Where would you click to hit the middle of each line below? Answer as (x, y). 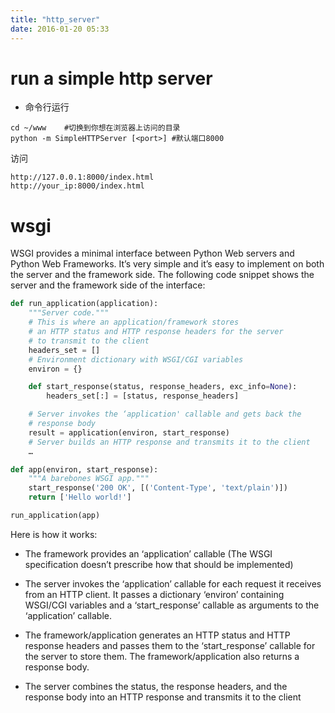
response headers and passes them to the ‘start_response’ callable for (170, 645)
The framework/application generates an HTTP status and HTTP (157, 635)
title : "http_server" (55, 19)
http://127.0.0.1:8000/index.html (82, 177)
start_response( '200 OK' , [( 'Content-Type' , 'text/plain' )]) (158, 488)
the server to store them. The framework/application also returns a (162, 656)
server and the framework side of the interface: (108, 285)
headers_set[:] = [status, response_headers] (143, 396)
